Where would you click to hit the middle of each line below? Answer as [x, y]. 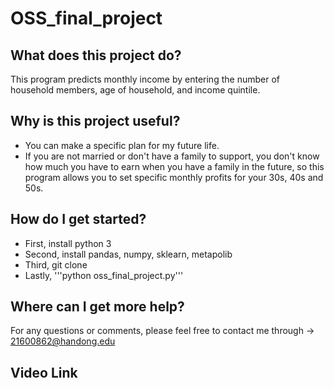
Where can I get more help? [97, 307]
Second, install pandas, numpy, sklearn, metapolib [128, 254]
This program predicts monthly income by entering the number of [145, 79]
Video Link [44, 372]
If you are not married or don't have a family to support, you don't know [172, 156]
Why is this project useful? [95, 121]
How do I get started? [78, 219]
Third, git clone [56, 264]
